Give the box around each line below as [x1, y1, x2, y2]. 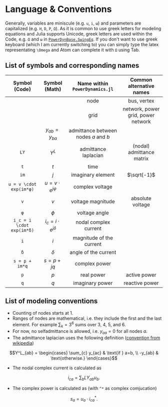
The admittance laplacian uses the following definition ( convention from [12, 335, 160, 341]
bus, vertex [128, 97, 154, 104]
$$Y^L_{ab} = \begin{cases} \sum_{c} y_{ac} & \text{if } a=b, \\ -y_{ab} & [9, 350, 159, 356]
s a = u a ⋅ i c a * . [70, 395, 98, 403]
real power [80, 272, 106, 279]
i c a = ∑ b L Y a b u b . [67, 374, 100, 382]
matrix [133, 155, 149, 162]
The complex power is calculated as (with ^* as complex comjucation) [12, 385, 157, 391]
